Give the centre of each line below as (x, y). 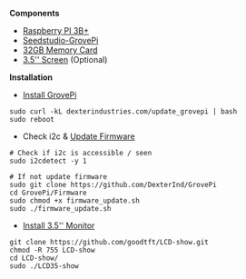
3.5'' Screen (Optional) (65, 60)
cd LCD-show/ (34, 258)
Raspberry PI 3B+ (55, 30)
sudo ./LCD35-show (44, 266)
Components (34, 13)
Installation (31, 77)
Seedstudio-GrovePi (60, 40)
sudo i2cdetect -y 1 (49, 161)
